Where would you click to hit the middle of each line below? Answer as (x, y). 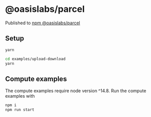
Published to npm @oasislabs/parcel (43, 23)
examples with (20, 96)
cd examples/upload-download (35, 59)
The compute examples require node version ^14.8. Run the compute (76, 91)
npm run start (20, 110)
